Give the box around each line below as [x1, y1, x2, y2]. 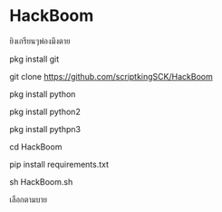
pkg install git [9, 53, 60, 64]
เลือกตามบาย [9, 194, 48, 205]
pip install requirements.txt [9, 159, 110, 169]
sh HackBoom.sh [9, 176, 73, 187]
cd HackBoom [9, 141, 63, 152]
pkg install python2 [9, 106, 82, 117]
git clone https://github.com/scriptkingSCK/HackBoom [9, 71, 213, 82]
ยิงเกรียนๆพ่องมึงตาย [9, 35, 71, 46]
